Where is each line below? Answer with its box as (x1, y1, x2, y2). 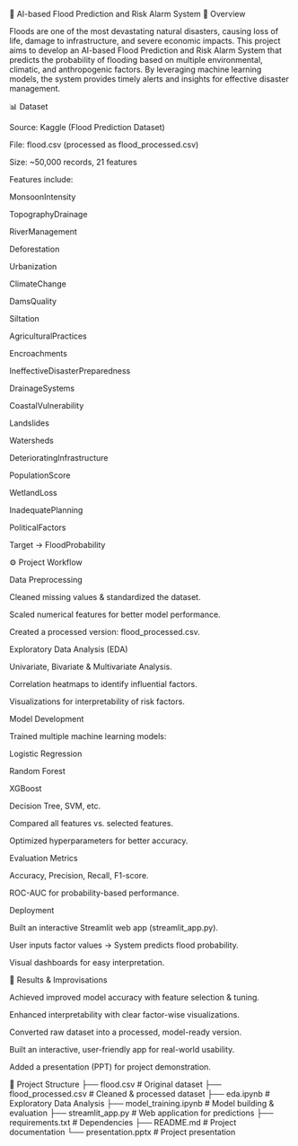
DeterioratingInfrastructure (9, 453, 109, 463)
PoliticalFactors (9, 522, 66, 533)
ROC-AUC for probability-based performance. (9, 887, 180, 898)
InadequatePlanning (9, 505, 83, 516)
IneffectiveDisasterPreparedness (9, 366, 131, 376)
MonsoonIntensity (9, 191, 76, 202)
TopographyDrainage (9, 209, 88, 219)
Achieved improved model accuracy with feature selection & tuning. (9, 992, 260, 1002)
